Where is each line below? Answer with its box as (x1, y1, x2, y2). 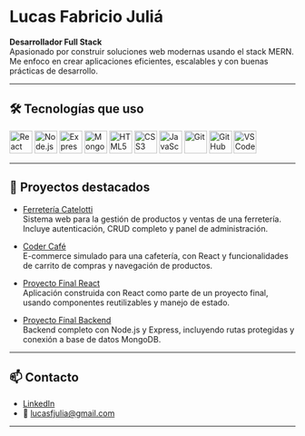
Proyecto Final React (22, 277, 101, 288)
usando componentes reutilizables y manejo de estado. (22, 297, 230, 308)
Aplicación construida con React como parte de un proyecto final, (22, 287, 269, 298)
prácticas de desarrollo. (9, 65, 98, 76)
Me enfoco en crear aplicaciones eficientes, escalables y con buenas (9, 55, 269, 66)
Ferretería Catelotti (22, 203, 93, 214)
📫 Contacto (9, 370, 79, 385)
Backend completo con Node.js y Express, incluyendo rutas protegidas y (22, 324, 295, 335)
